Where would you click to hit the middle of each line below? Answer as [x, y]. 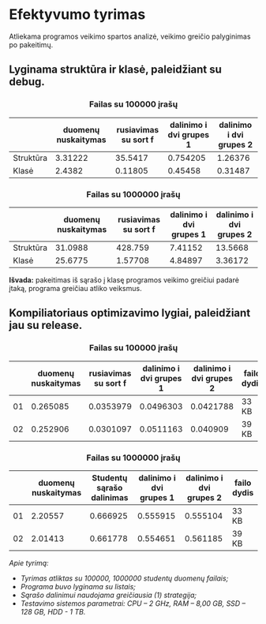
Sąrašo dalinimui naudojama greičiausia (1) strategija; [108, 595]
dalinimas [110, 497]
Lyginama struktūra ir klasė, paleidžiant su [115, 70]
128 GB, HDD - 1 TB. [53, 611]
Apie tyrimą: [29, 562]
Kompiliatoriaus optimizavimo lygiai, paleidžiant [130, 313]
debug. [27, 82]
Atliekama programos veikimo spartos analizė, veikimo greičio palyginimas [130, 36]
